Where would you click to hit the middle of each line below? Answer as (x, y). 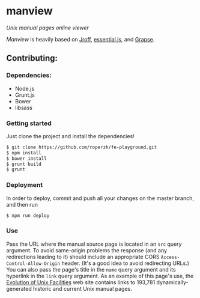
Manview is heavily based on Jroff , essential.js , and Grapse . (80, 39)
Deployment (25, 185)
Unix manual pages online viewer (47, 28)
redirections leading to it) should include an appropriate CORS (83, 257)
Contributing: (32, 58)
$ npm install (24, 153)
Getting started (29, 123)
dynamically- (172, 282)
